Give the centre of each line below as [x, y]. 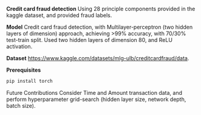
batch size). [21, 105]
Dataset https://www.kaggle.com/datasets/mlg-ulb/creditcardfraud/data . [98, 58]
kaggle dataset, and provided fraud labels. [59, 15]
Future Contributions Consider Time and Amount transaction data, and [94, 92]
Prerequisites [24, 70]
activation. [19, 46]
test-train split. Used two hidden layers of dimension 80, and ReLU [90, 40]
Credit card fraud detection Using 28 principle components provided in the [101, 9]
